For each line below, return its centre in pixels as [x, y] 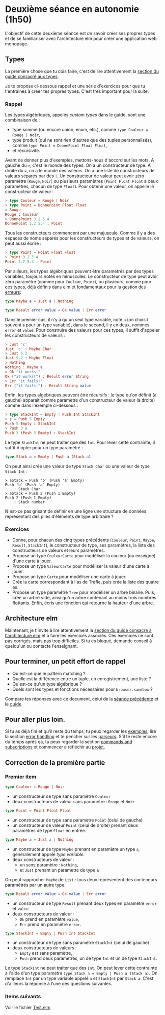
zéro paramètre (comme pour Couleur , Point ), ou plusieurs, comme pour [78, 281]
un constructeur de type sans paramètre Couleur [61, 796]
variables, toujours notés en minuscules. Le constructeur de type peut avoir [82, 276]
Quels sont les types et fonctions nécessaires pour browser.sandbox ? [82, 689]
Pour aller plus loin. [35, 719]
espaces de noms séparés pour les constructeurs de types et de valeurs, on [82, 238]
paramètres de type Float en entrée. [49, 830]
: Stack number [29, 502]
